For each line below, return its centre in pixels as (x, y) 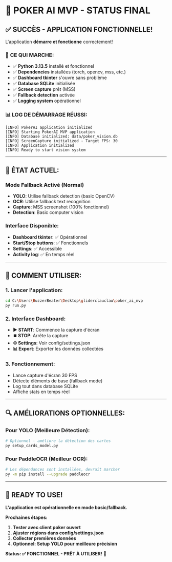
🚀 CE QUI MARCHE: (30, 55)
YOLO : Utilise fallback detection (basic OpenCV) (64, 196)
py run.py (16, 306)
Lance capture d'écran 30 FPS (45, 375)
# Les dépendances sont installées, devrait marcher (63, 470)
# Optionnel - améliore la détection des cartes (58, 441)
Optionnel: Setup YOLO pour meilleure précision (65, 544)
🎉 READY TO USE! (34, 495)
